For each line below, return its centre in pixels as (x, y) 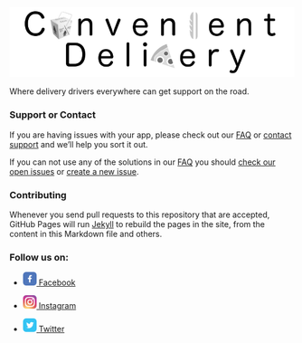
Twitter (52, 329)
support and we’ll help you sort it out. (79, 144)
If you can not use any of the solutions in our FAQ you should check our (142, 162)
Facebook (57, 282)
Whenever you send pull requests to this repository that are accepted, (140, 214)
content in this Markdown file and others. (86, 233)
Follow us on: (39, 257)
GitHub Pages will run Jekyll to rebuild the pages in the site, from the (137, 224)
